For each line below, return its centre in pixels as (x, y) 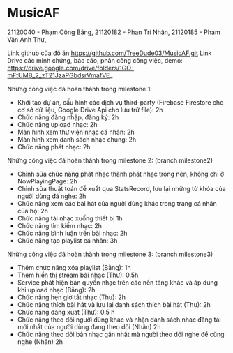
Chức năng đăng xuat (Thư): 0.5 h (66, 312)
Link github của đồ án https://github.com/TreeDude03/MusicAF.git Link (110, 53)
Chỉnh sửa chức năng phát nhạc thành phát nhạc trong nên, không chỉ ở (121, 174)
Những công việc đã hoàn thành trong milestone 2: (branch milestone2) (110, 160)
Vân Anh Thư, (27, 39)
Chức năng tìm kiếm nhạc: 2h (60, 225)
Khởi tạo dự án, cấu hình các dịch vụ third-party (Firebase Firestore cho (120, 102)
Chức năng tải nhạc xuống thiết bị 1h (70, 218)
